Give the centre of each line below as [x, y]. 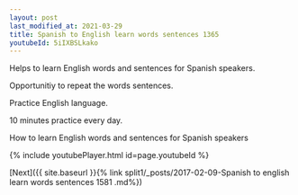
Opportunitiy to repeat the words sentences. [91, 85]
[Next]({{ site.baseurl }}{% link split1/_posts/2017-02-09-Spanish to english [149, 173]
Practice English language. [59, 103]
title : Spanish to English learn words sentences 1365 [114, 34]
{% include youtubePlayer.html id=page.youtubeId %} [109, 155]
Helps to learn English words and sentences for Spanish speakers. [132, 68]
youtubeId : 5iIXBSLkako [54, 43]
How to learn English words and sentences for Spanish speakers [129, 138]
